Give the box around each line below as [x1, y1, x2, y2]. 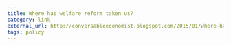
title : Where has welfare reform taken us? [7, 9, 134, 17]
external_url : [7, 22, 48, 29]
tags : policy [7, 28, 45, 36]
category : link [7, 16, 51, 23]
